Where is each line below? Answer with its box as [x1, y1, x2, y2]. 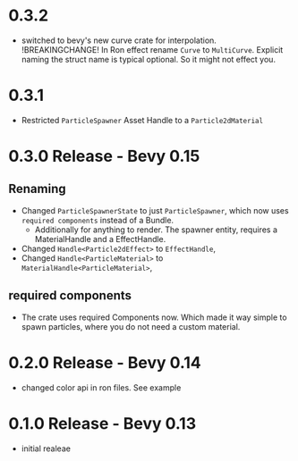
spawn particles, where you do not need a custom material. [21, 321, 241, 331]
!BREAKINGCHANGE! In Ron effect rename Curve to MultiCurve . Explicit [21, 44, 284, 54]
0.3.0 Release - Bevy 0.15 [8, 147, 200, 166]
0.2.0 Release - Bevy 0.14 [8, 352, 202, 373]
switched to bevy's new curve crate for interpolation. [21, 35, 217, 46]
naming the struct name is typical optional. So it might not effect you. [21, 54, 277, 64]
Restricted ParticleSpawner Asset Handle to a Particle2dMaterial [21, 114, 264, 125]
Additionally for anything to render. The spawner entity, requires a [34, 224, 278, 235]
